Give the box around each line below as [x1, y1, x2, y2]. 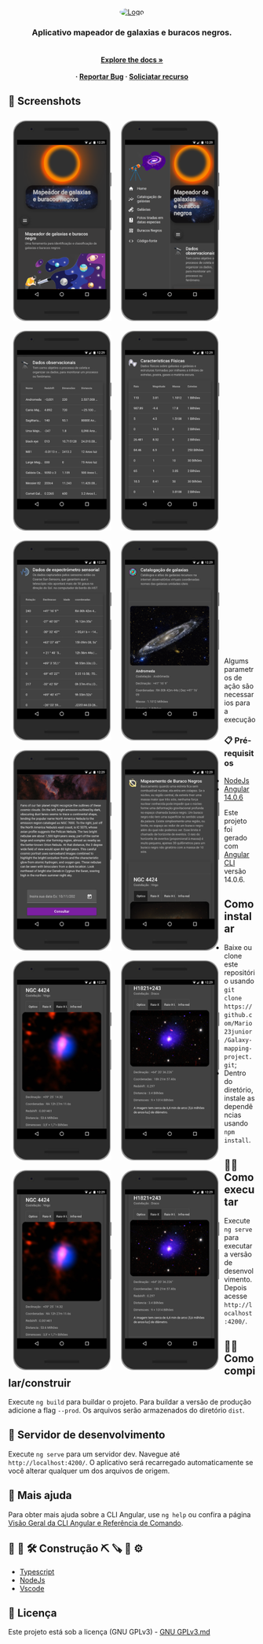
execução [224, 715, 257, 725]
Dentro [224, 1068, 247, 1078]
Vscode [19, 1583, 45, 1593]
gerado [224, 833, 247, 842]
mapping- [224, 1045, 253, 1053]
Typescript [19, 1567, 55, 1576]
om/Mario [224, 1019, 253, 1028]
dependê [224, 1102, 254, 1111]
